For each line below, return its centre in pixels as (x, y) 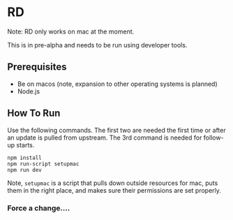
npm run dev (24, 170)
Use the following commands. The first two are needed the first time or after (116, 130)
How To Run (34, 113)
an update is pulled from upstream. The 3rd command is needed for (105, 138)
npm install (24, 158)
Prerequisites (37, 67)
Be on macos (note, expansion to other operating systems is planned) (117, 84)
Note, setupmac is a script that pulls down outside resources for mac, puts (113, 183)
